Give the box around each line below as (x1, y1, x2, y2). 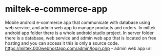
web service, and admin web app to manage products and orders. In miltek (5, 24, 156, 30)
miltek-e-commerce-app (5, 3, 108, 15)
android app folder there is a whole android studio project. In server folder (5, 30, 154, 36)
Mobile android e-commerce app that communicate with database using (5, 19, 150, 25)
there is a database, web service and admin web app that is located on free (5, 35, 157, 41)
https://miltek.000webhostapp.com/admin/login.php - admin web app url (5, 45, 152, 51)
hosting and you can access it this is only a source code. (5, 40, 119, 46)
